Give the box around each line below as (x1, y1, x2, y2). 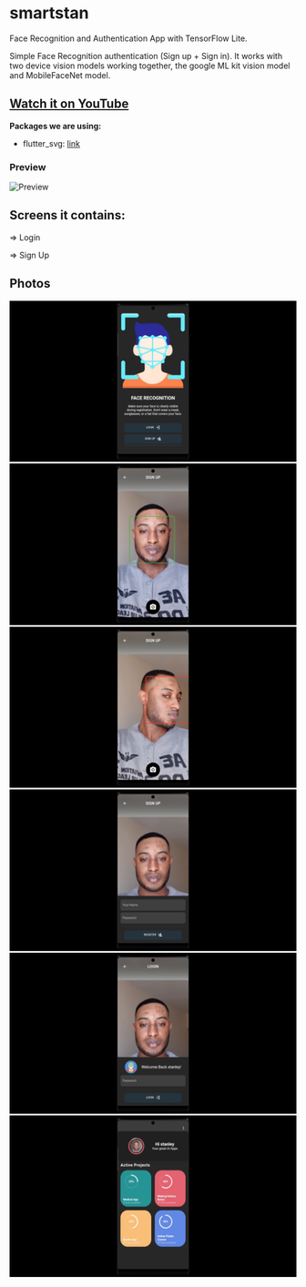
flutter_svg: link (22, 137, 80, 148)
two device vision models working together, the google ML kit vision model (9, 60, 291, 71)
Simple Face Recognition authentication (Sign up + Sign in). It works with (9, 50, 283, 61)
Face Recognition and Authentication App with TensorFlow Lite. (9, 33, 248, 44)
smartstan (9, 3, 89, 24)
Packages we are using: (9, 120, 102, 131)
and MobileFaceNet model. (9, 69, 111, 80)
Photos (9, 276, 51, 291)
